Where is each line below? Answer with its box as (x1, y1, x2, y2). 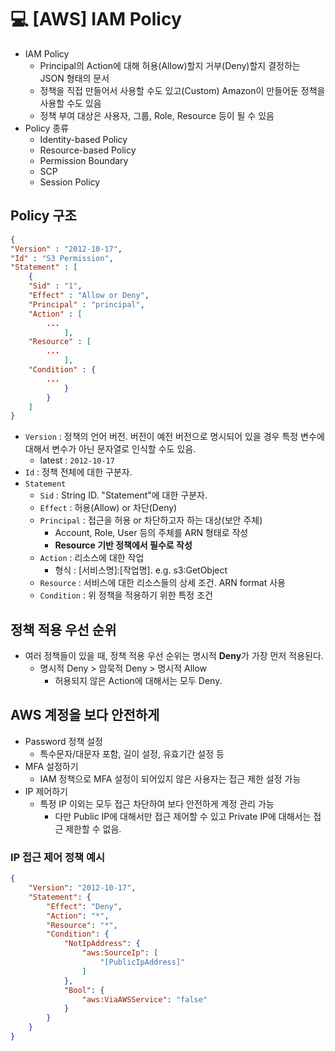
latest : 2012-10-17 (39, 454, 115, 466)
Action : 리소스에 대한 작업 (39, 552, 145, 564)
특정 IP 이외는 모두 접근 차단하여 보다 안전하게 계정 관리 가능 (39, 797, 275, 810)
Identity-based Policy (39, 133, 128, 145)
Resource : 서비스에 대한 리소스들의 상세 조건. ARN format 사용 (39, 577, 286, 589)
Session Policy (39, 176, 101, 188)
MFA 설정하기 (24, 760, 79, 772)
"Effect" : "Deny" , (46, 901, 123, 911)
